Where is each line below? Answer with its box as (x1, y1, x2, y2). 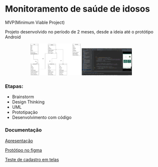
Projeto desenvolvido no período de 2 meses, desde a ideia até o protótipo (5, 29, 154, 34)
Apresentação (5, 137, 33, 144)
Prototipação (12, 109, 38, 115)
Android (5, 34, 21, 40)
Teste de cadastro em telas (5, 156, 59, 162)
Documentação (5, 127, 42, 134)
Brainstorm (12, 94, 34, 100)
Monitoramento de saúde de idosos (5, 3, 150, 15)
